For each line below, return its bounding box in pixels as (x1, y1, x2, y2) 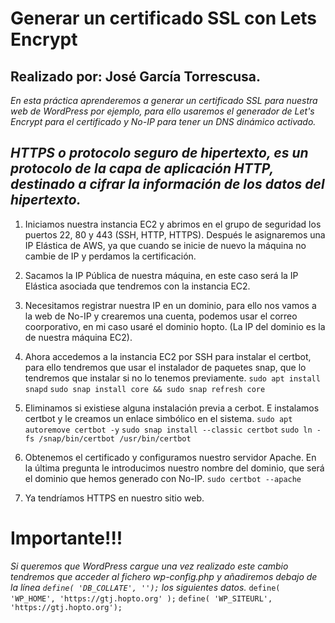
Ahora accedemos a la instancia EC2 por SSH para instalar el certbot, (24, 350, 312, 362)
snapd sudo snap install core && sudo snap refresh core (24, 384, 266, 394)
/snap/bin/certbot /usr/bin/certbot (38, 433, 192, 444)
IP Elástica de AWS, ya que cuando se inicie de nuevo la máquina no (24, 239, 307, 251)
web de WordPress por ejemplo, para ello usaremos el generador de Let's (10, 105, 315, 117)
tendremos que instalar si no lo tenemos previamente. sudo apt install (24, 372, 321, 384)
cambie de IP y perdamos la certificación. (24, 250, 197, 262)
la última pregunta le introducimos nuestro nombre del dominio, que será (24, 462, 325, 474)
